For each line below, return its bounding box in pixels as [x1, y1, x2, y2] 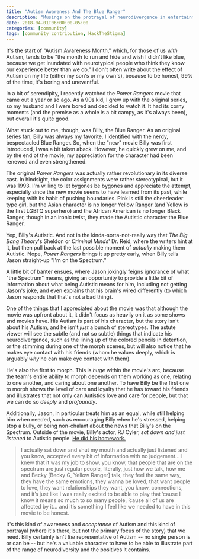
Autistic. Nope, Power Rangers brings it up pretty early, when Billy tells [6, 250, 179, 258]
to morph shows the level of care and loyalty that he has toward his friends [6, 386, 189, 393]
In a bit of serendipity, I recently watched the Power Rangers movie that [6, 90, 181, 97]
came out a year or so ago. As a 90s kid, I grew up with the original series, [6, 96, 188, 104]
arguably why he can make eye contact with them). [6, 355, 131, 362]
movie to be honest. [20, 509, 70, 516]
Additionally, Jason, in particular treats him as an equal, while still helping [6, 410, 185, 417]
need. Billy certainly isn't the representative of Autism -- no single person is [6, 534, 191, 541]
